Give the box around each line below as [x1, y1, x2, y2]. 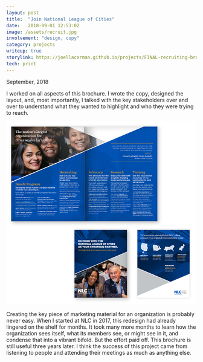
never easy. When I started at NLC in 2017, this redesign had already [6, 317, 176, 324]
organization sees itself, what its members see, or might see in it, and [6, 329, 179, 337]
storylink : [6, 54, 34, 60]
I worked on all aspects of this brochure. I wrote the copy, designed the [6, 89, 184, 97]
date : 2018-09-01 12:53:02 [6, 22, 80, 28]
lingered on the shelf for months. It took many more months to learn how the [6, 323, 196, 331]
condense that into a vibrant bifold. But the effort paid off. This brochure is [6, 336, 192, 343]
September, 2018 [6, 78, 49, 85]
